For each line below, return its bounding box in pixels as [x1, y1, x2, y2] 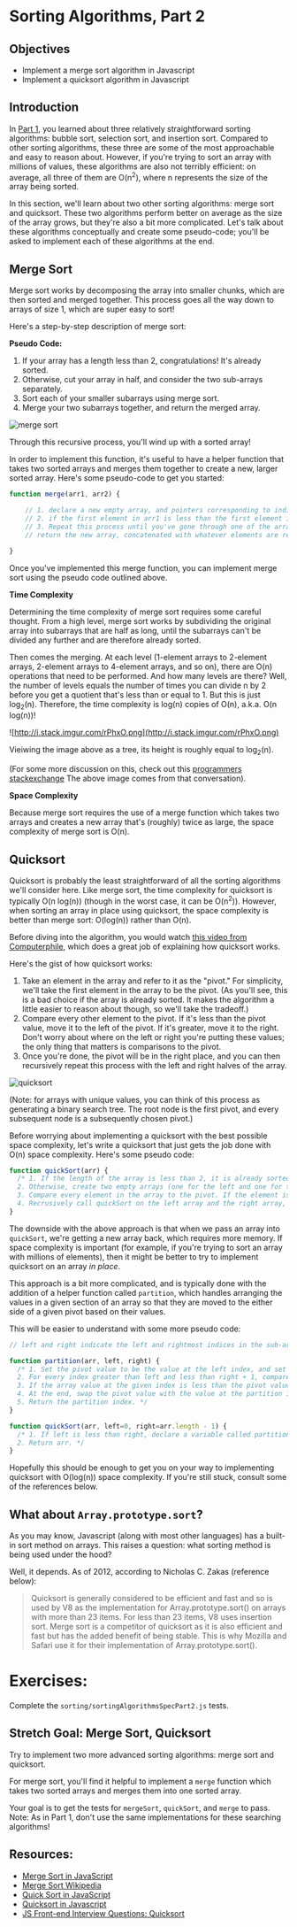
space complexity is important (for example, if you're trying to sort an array [9, 1242, 283, 1253]
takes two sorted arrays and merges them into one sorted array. [9, 1785, 242, 1796]
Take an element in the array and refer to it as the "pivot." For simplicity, [21, 975, 284, 986]
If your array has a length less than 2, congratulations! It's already [21, 356, 262, 366]
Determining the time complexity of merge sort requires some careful [9, 606, 262, 617]
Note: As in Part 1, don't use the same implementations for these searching [9, 1812, 281, 1823]
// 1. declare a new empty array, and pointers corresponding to [25, 506, 271, 515]
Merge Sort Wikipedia [21, 1879, 102, 1891]
